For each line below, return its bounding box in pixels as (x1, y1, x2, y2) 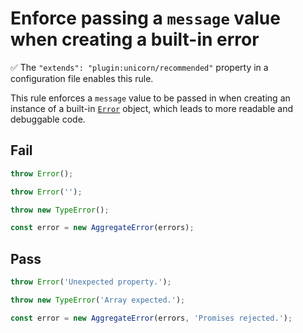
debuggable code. (10, 113, 86, 125)
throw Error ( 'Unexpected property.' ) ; (10, 277, 172, 287)
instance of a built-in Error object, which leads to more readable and (10, 102, 294, 114)
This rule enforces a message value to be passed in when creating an (10, 92, 291, 104)
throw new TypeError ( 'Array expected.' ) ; (10, 295, 186, 305)
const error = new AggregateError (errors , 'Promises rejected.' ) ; (10, 313, 293, 323)
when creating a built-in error (10, 28, 260, 51)
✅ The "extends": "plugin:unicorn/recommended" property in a (10, 61, 269, 73)
